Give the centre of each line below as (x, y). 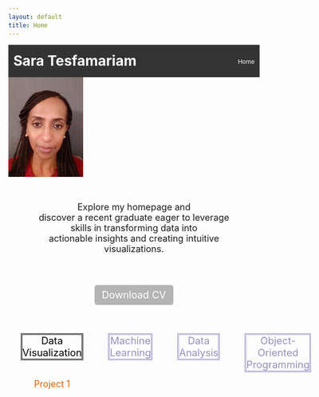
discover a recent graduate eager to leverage (134, 217)
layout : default (35, 17)
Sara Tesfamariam (75, 61)
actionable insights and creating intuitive (134, 238)
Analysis (199, 352)
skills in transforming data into (134, 228)
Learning (130, 352)
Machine (131, 340)
